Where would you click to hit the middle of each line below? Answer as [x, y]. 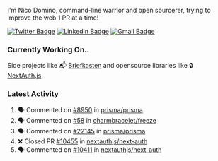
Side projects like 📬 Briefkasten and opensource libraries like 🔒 [100, 66]
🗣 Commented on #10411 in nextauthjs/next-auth [90, 149]
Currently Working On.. [48, 49]
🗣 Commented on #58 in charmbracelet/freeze [87, 120]
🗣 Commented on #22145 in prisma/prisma [81, 131]
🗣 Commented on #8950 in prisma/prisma [80, 109]
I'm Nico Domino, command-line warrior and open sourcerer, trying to [109, 10]
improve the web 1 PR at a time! [53, 18]
